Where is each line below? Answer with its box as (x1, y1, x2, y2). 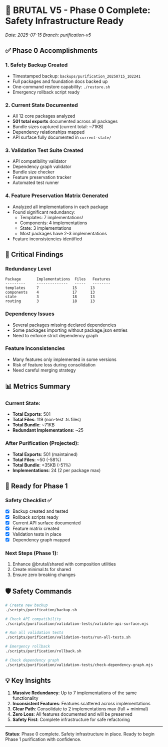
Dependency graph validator (12, 163, 71, 170)
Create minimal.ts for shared (12, 567, 71, 573)
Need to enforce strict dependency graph (12, 332, 98, 338)
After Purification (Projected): (5, 440, 79, 447)
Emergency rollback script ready (12, 89, 80, 95)
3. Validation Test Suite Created (5, 147, 83, 154)
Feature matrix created (12, 525, 60, 531)
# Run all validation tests (5, 630, 64, 635)
